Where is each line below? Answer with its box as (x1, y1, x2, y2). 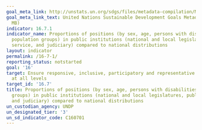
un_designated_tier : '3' (6, 109, 69, 115)
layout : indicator (6, 48, 52, 54)
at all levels (11, 75, 47, 81)
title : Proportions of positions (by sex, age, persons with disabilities (6, 87, 198, 93)
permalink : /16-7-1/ (6, 53, 58, 59)
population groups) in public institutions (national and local (11, 37, 176, 43)
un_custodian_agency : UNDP (6, 103, 74, 110)
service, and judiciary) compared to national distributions (11, 43, 168, 49)
